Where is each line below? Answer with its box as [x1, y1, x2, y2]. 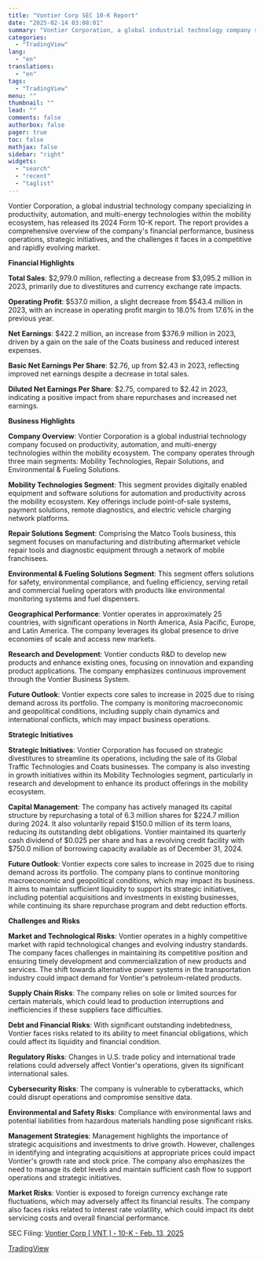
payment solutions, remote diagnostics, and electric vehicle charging [8, 504, 232, 515]
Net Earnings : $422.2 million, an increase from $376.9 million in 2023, [8, 328, 236, 338]
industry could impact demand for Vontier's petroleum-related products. [8, 973, 242, 982]
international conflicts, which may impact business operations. [8, 714, 211, 724]
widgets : [8, 158, 37, 166]
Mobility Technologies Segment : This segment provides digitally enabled [8, 480, 247, 489]
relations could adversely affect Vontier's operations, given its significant [8, 1060, 244, 1069]
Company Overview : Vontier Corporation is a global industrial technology [8, 431, 247, 441]
